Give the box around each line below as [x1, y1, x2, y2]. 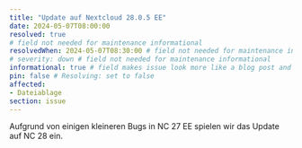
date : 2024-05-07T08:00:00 [9, 22, 111, 30]
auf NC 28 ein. [9, 131, 63, 142]
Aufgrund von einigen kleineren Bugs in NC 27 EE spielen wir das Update [9, 121, 280, 132]
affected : [9, 80, 47, 89]
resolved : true [9, 30, 67, 39]
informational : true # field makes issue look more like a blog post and [9, 64, 292, 73]
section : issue [9, 96, 67, 106]
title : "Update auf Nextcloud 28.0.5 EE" [9, 13, 167, 22]
